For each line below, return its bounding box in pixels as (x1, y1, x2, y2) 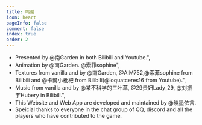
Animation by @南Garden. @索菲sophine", (14, 61, 120, 69)
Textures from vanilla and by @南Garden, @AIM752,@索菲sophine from (14, 69, 193, 76)
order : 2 (6, 37, 28, 43)
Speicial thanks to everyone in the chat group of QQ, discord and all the (14, 106, 193, 113)
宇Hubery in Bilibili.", (14, 91, 66, 99)
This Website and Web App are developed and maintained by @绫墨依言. (14, 99, 197, 106)
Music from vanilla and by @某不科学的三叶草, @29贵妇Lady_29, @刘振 (14, 84, 193, 91)
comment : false (6, 25, 45, 32)
